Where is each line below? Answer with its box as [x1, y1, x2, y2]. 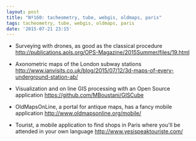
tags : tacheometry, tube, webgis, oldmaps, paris [6, 20, 135, 26]
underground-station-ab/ [15, 73, 79, 80]
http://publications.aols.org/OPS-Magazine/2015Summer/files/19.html [15, 49, 190, 56]
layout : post [6, 8, 40, 15]
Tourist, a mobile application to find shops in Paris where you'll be [15, 122, 181, 129]
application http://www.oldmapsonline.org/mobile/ [15, 110, 142, 117]
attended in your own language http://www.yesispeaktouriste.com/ [15, 128, 183, 135]
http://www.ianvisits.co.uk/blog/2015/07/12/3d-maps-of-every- [15, 67, 174, 74]
